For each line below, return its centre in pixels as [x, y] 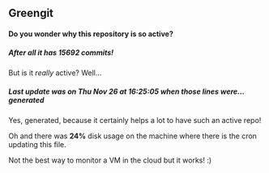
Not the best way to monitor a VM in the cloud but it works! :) [110, 160]
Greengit [31, 13]
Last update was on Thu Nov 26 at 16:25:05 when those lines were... [126, 91]
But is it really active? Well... [55, 73]
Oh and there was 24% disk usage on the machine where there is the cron [133, 136]
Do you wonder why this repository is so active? [91, 34]
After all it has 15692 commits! [61, 53]
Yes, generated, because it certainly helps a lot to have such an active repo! [135, 120]
